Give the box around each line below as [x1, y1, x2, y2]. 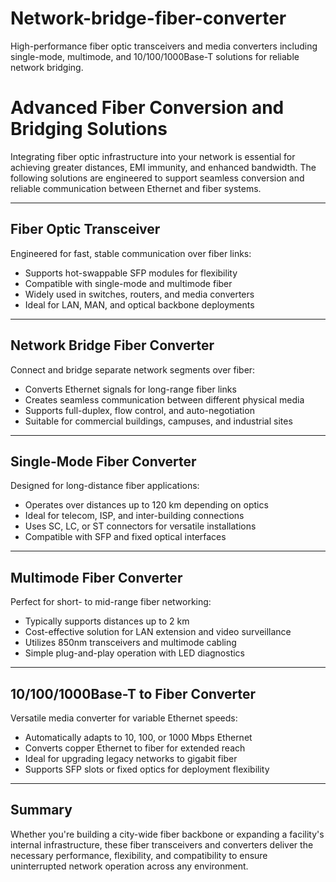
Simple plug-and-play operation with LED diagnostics [24, 647, 246, 659]
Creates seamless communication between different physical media [24, 393, 305, 406]
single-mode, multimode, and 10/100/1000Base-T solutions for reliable [10, 50, 300, 62]
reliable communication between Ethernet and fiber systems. [10, 182, 262, 194]
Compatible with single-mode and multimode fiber [24, 277, 233, 289]
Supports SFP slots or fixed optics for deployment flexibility [24, 763, 270, 775]
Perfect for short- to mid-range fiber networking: [10, 596, 212, 608]
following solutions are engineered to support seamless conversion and [10, 172, 305, 184]
